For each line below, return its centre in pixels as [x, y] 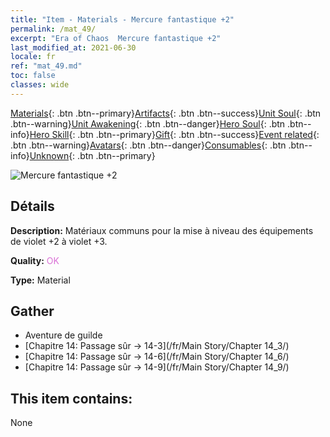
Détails [32, 206]
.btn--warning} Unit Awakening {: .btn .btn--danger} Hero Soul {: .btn [148, 123]
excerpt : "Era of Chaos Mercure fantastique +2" [116, 38]
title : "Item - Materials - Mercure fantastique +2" [122, 19]
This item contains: [71, 398]
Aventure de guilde [63, 335]
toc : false [33, 76]
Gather [32, 311]
